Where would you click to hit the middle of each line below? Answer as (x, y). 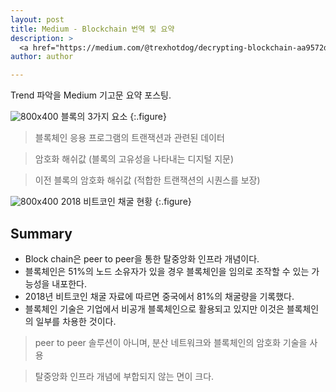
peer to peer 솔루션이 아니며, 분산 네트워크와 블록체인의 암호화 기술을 (171, 342)
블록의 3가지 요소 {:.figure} (113, 117)
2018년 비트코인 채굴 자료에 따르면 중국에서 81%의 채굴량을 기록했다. (159, 296)
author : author (42, 57)
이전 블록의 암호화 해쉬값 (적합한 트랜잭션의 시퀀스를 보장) (147, 180)
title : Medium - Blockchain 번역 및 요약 (92, 29)
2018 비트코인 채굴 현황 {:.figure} (126, 202)
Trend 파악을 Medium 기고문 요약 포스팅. (91, 95)
